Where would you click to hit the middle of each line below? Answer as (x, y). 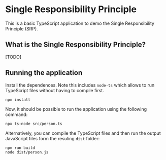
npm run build (20, 148)
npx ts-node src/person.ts (34, 124)
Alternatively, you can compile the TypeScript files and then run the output (83, 133)
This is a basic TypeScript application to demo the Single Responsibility (80, 23)
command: (16, 114)
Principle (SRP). (22, 28)
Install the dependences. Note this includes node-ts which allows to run (80, 85)
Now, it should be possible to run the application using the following (76, 109)
